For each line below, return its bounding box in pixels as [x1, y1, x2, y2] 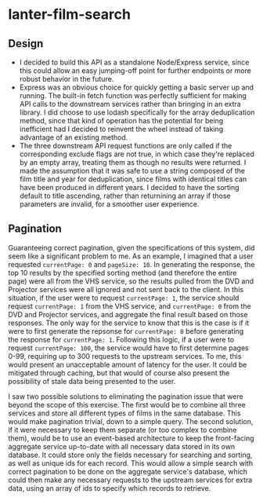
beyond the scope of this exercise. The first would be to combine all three [8, 400, 247, 409]
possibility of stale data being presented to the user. [8, 376, 176, 386]
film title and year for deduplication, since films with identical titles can [19, 174, 247, 184]
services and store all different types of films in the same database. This [8, 408, 241, 418]
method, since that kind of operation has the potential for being [19, 116, 224, 125]
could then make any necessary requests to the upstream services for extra [8, 475, 253, 485]
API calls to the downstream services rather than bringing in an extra [19, 100, 241, 108]
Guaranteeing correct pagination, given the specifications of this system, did [8, 243, 255, 252]
